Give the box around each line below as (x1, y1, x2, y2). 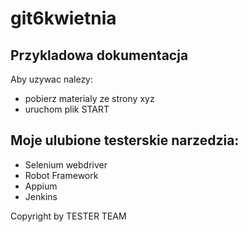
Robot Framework (24, 169, 99, 181)
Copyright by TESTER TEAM (10, 210, 127, 222)
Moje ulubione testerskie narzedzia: (10, 132, 240, 149)
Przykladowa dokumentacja (10, 47, 189, 64)
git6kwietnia (10, 7, 117, 30)
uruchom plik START (24, 103, 110, 115)
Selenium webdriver (24, 158, 108, 171)
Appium (24, 180, 58, 192)
